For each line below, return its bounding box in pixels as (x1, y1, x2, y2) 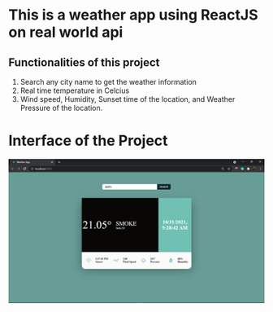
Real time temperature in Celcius (19, 86, 130, 95)
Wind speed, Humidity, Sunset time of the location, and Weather (19, 94, 236, 103)
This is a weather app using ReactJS (8, 6, 258, 24)
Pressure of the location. (19, 103, 103, 112)
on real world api (8, 23, 123, 42)
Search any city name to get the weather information (19, 77, 197, 86)
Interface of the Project (8, 132, 168, 150)
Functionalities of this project (8, 55, 160, 69)
